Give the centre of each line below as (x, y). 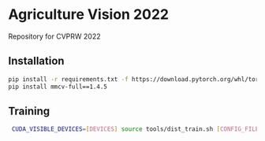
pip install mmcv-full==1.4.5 (58, 87)
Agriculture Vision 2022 (89, 15)
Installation (36, 61)
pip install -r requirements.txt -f (68, 79)
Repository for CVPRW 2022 (54, 36)
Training (29, 111)
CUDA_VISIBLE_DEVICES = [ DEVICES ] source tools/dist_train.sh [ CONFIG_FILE (135, 129)
